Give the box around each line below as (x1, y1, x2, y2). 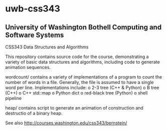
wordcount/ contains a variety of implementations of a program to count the (5, 74, 162, 80)
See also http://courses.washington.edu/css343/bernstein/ (5, 120, 127, 125)
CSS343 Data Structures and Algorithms (5, 44, 89, 50)
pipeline (5, 95, 22, 101)
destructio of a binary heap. (5, 110, 63, 116)
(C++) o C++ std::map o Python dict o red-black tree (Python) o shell (5, 90, 148, 95)
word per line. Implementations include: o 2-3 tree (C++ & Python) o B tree (5, 84, 159, 90)
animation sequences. (5, 64, 51, 70)
